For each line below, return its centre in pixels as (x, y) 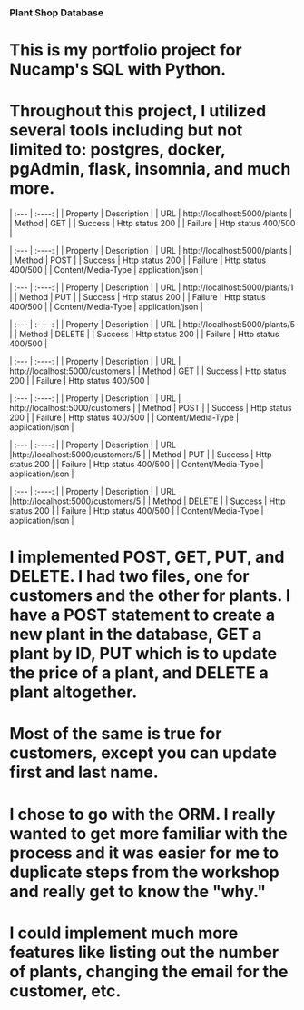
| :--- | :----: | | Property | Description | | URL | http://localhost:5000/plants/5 (152, 325)
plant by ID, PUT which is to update (143, 654)
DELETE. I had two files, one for (129, 577)
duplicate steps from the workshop (144, 872)
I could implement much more (124, 933)
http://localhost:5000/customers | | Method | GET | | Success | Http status (148, 371)
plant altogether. (74, 692)
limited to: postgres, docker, (118, 150)
